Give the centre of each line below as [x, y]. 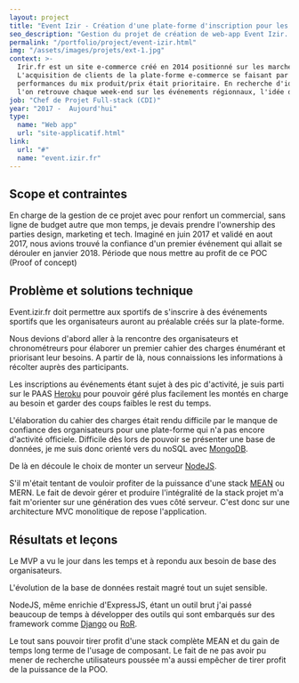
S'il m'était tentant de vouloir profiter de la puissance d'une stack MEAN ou [147, 483]
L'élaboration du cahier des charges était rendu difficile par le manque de [144, 421]
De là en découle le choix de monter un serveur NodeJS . [113, 466]
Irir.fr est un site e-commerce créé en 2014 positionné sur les [141, 68]
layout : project [39, 17]
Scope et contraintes [68, 193]
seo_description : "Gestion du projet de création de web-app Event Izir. [149, 34]
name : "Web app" [47, 125]
